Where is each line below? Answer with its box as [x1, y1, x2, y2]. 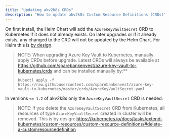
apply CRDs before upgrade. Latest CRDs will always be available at [17, 57, 159, 63]
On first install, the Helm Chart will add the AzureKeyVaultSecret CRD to [5, 26, 154, 32]
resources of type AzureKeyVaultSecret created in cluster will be [17, 110, 152, 116]
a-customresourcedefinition [17, 126, 76, 132]
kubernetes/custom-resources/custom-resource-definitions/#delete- [17, 121, 162, 127]
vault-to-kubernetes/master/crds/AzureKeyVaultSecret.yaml [17, 86, 145, 91]
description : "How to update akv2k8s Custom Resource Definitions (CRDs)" [5, 12, 166, 17]
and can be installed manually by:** [53, 67, 128, 74]
